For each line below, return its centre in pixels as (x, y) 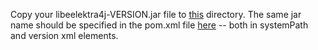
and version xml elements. (64, 35)
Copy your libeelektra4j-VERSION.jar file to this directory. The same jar (156, 14)
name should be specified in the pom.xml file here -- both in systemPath (159, 25)
